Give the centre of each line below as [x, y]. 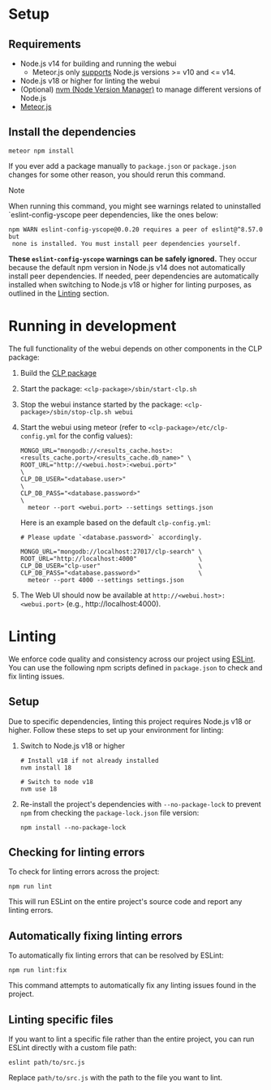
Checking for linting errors [77, 852]
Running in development [92, 326]
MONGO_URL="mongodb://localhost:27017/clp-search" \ [111, 551]
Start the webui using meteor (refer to [83, 427]
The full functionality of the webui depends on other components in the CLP [135, 348]
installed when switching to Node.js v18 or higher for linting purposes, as [130, 284]
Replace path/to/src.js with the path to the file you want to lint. [116, 1077]
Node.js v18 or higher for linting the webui [90, 81]
